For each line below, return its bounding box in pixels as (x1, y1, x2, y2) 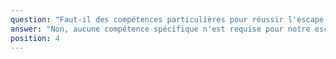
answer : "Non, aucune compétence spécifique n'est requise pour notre (10, 24, 311, 34)
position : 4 (10, 33, 60, 43)
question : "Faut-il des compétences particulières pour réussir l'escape (10, 14, 325, 25)
